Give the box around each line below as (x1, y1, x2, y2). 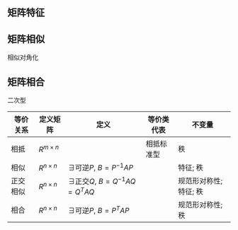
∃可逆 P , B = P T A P (67, 204, 130, 215)
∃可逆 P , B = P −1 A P (67, 161, 133, 173)
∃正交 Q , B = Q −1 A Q (67, 175, 136, 186)
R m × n (38, 143, 59, 154)
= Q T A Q (67, 185, 95, 197)
